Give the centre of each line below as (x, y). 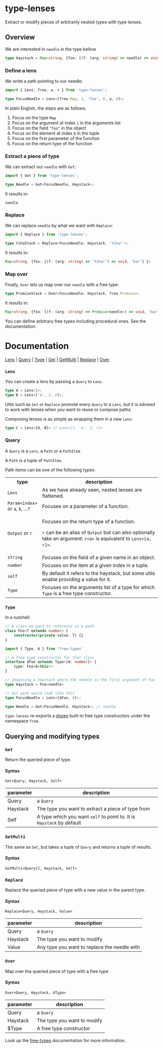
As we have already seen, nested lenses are (92, 489)
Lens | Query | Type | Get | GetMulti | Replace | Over (57, 359)
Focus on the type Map (34, 117)
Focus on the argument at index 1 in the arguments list (66, 123)
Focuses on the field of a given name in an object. (98, 557)
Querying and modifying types (52, 736)
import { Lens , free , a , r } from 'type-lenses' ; (56, 90)
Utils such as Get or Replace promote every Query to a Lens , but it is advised (80, 404)
